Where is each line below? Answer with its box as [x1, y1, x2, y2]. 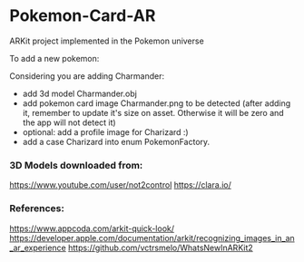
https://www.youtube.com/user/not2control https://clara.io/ [9, 180, 231, 190]
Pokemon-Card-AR [9, 5, 156, 26]
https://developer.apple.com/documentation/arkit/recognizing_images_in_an [9, 232, 295, 243]
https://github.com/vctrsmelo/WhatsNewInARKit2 [67, 242, 254, 253]
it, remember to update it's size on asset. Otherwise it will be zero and [22, 107, 284, 118]
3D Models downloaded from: [9, 159, 143, 171]
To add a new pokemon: [9, 53, 100, 63]
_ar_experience [9, 242, 66, 253]
